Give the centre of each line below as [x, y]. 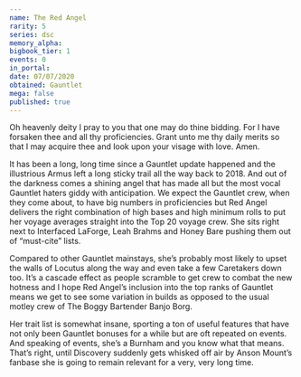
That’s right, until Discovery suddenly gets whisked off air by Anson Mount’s [151, 353]
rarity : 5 [28, 26]
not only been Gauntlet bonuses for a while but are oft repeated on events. [148, 334]
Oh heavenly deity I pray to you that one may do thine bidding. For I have [145, 127]
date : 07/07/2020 [42, 77]
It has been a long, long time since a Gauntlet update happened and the [142, 165]
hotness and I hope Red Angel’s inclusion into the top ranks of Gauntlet [141, 287]
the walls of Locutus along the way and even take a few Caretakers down [146, 269]
